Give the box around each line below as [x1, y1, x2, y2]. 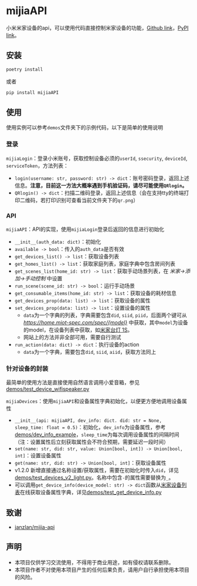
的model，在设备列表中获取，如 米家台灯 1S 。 [23, 326, 133, 333]
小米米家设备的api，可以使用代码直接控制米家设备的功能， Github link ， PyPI [6, 24, 189, 31]
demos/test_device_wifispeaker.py [6, 386, 90, 393]
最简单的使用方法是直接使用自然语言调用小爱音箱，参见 [6, 379, 140, 386]
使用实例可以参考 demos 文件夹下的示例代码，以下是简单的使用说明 [6, 124, 163, 131]
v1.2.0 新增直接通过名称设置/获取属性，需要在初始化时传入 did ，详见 [14, 467, 179, 474]
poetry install [6, 66, 43, 72]
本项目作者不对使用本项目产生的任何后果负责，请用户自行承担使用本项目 [14, 566, 189, 573]
